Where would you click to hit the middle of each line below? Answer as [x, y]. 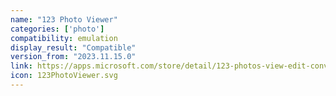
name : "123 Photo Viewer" [64, 19]
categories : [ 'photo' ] [57, 29]
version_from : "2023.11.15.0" [73, 57]
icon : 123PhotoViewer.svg [64, 76]
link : [21, 66]
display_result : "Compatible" [73, 47]
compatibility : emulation [64, 38]
